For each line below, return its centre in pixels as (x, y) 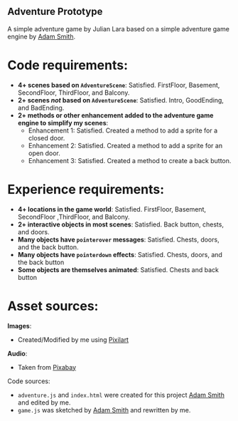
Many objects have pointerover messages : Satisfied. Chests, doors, (118, 239)
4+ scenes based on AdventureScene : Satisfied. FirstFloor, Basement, (119, 85)
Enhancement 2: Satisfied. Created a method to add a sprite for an (125, 145)
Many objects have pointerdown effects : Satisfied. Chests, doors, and (120, 254)
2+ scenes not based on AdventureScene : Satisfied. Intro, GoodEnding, (120, 100)
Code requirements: (68, 65)
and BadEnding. (41, 108)
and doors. (33, 232)
